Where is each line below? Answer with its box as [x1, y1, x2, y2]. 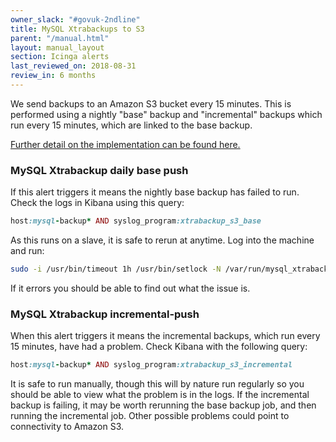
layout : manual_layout [10, 42, 105, 53]
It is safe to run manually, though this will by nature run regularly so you [10, 378, 305, 390]
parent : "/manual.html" [10, 33, 110, 43]
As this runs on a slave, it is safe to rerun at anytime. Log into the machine [10, 234, 315, 246]
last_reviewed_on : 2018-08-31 [10, 61, 137, 71]
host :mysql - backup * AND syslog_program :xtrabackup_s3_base [10, 216, 262, 226]
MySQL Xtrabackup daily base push [10, 163, 189, 177]
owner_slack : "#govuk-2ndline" [10, 14, 141, 25]
